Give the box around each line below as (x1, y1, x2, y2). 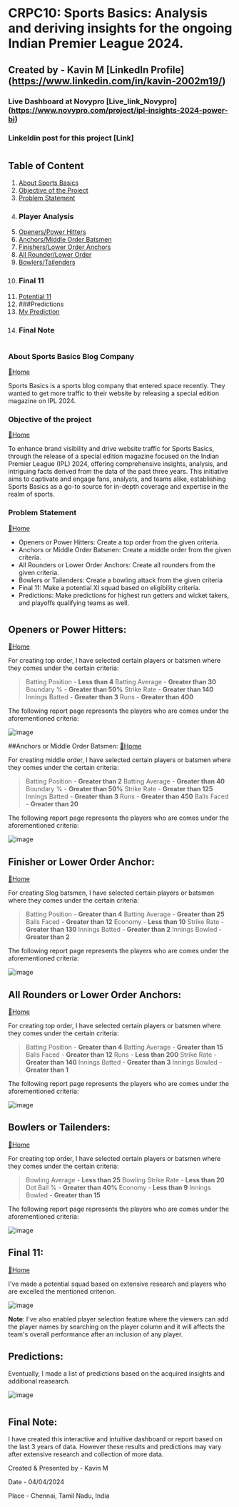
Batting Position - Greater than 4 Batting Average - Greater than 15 (25, 1042, 224, 1051)
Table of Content (8, 159, 84, 172)
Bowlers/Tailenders (18, 258, 76, 267)
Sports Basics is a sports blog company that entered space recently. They (8, 382, 225, 390)
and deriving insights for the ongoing (8, 20, 233, 36)
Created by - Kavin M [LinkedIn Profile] (8, 64, 185, 76)
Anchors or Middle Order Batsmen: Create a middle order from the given (18, 545, 231, 554)
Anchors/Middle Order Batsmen (18, 235, 113, 244)
